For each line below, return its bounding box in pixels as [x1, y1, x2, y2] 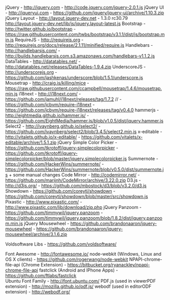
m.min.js [5, 221, 23, 226]
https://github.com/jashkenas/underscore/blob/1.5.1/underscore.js [5, 75, 143, 80]
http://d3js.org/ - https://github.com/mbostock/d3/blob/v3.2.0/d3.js [5, 183, 147, 189]
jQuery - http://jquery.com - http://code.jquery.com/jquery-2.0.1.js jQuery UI [5, 5, 164, 10]
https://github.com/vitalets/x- [81, 134, 143, 140]
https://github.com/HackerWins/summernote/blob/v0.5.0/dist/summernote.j [5, 166, 164, 172]
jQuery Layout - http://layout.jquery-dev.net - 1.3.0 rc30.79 [5, 15, 128, 21]
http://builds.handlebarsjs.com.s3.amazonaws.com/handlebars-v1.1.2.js [5, 53, 155, 59]
